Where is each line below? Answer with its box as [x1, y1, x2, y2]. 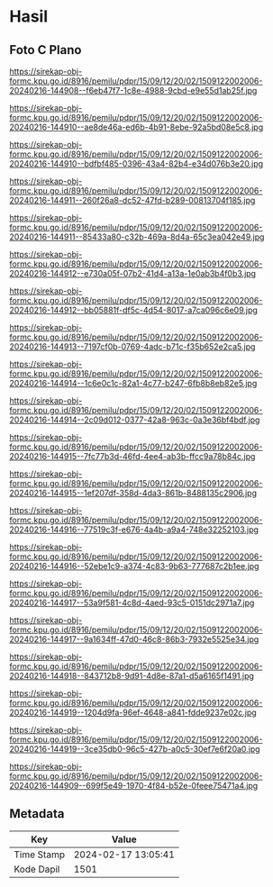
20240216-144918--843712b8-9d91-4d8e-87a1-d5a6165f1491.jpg [9, 671, 255, 681]
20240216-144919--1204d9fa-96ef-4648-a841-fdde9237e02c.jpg [9, 707, 257, 718]
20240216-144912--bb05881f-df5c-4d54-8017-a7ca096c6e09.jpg [9, 304, 259, 315]
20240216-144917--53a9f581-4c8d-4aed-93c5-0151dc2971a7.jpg [9, 597, 255, 608]
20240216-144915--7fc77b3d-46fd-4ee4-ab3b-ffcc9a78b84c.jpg [9, 451, 256, 461]
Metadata [9, 806, 65, 821]
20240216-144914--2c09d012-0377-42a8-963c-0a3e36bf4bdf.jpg [9, 414, 260, 425]
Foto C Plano [9, 42, 82, 58]
